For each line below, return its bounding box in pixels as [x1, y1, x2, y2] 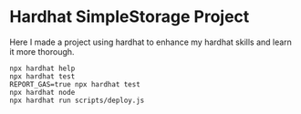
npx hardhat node [9, 88, 76, 97]
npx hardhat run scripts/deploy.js [9, 96, 145, 105]
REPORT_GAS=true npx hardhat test [9, 79, 141, 88]
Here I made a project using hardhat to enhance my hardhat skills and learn [9, 36, 292, 47]
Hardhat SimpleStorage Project [9, 6, 250, 27]
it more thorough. [9, 46, 75, 57]
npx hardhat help [9, 64, 76, 73]
